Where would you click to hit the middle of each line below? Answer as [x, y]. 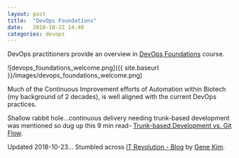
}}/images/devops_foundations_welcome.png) [75, 75]
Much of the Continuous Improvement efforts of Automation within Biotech [117, 89]
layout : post [27, 14]
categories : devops [36, 34]
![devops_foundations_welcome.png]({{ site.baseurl [83, 68]
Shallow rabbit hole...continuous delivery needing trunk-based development [118, 118]
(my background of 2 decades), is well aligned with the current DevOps [112, 97]
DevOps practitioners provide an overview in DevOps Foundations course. [116, 54]
